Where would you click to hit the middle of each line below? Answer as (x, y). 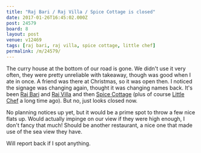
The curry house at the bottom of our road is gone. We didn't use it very (96, 68)
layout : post (23, 34)
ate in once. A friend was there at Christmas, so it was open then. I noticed (99, 81)
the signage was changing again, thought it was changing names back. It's (99, 88)
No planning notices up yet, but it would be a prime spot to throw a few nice (101, 112)
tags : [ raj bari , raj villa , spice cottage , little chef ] (81, 46)
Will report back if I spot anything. (48, 143)
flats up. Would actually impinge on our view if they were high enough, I (96, 119)
